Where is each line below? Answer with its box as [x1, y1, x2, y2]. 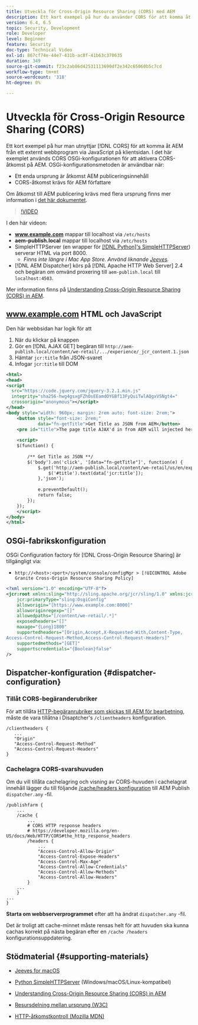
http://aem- [105, 343, 134, 349]
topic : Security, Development [6, 25, 81, 31]
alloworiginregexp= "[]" [16, 607, 75, 613]
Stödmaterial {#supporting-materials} [6, 951, 149, 961]
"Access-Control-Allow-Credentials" [37, 864, 128, 870]
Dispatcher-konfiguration [6, 667, 102, 677]
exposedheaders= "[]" [16, 619, 67, 624]
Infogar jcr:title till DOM [14, 360, 78, 367]
